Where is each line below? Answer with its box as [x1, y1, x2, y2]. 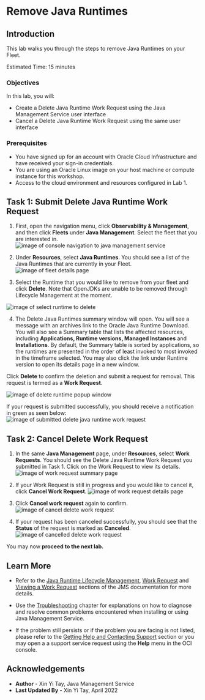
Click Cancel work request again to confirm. [15, 500, 129, 507]
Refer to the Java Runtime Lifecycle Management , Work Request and [15, 577, 189, 584]
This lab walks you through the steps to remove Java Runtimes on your [6, 45, 185, 52]
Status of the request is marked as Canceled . [15, 524, 131, 532]
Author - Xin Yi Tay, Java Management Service [15, 680, 135, 687]
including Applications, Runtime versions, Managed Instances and [15, 335, 187, 342]
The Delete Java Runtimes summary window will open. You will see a [15, 315, 190, 322]
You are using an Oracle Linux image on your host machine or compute [15, 166, 195, 173]
